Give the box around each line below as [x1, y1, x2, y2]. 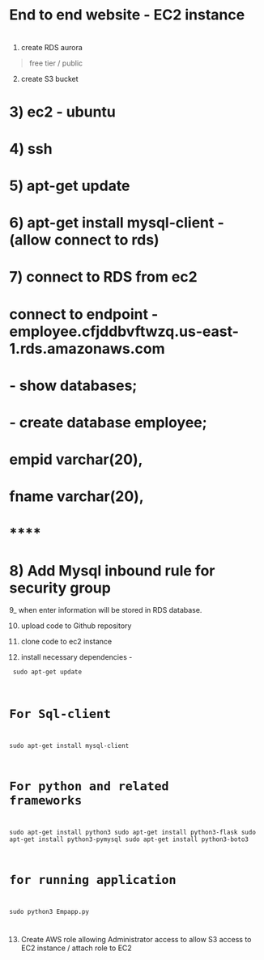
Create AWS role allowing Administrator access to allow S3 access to [20, 935, 252, 945]
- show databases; [9, 376, 138, 394]
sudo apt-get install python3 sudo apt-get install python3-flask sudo [9, 828, 256, 836]
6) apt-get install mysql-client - [9, 214, 225, 232]
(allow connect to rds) [9, 231, 160, 249]
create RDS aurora [20, 43, 83, 53]
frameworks [9, 792, 83, 808]
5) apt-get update [9, 176, 130, 195]
